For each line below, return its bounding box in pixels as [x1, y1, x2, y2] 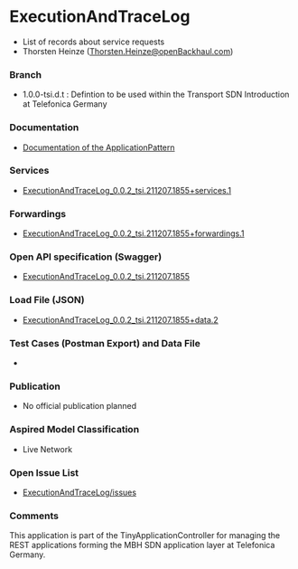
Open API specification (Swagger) [9, 251, 163, 263]
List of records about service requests [22, 36, 165, 47]
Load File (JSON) [9, 294, 85, 307]
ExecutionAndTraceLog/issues [22, 487, 137, 498]
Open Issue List [9, 466, 79, 479]
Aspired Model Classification [9, 423, 140, 436]
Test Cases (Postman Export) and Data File [9, 337, 200, 349]
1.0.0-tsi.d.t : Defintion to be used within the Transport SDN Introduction [22, 89, 290, 100]
